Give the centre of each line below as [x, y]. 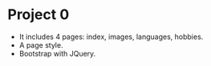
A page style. [41, 45]
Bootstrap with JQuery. [57, 53]
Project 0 [39, 15]
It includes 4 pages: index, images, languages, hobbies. [111, 37]
